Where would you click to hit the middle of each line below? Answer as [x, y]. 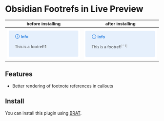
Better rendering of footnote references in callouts [63, 86]
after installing [120, 24]
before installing [44, 24]
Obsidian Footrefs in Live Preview [74, 9]
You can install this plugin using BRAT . [43, 113]
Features [19, 74]
